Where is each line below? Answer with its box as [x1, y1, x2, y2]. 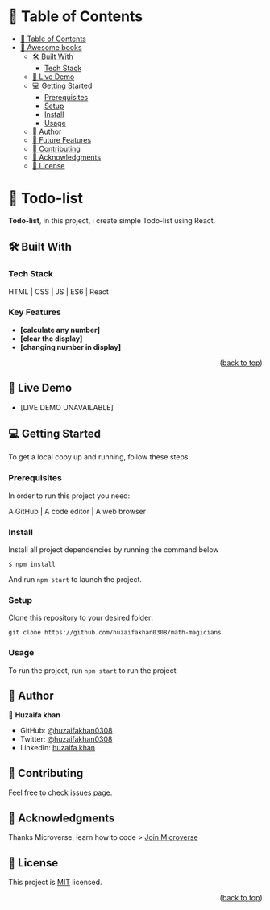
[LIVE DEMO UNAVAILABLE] [19, 402, 114, 412]
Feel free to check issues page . [8, 787, 113, 797]
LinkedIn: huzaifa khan [19, 743, 95, 753]
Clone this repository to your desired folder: [8, 613, 154, 623]
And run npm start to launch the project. [8, 575, 143, 584]
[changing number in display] [19, 342, 122, 351]
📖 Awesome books [19, 42, 82, 52]
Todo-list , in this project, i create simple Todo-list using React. [8, 215, 216, 225]
